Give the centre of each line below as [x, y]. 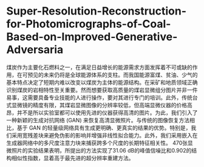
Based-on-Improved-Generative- [92, 37]
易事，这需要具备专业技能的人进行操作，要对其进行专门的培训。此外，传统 [99, 97]
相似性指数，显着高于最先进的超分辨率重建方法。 [73, 158]
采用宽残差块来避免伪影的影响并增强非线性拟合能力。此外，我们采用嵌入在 [104, 135]
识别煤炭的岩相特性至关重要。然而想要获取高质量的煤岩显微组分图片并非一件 [102, 90]
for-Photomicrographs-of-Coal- [89, 24]
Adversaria [35, 50]
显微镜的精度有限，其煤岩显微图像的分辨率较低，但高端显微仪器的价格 [99, 105]
